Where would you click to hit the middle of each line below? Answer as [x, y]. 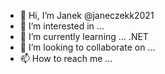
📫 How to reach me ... [66, 58]
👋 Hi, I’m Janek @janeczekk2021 [87, 15]
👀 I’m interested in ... [62, 26]
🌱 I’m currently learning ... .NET [84, 36]
